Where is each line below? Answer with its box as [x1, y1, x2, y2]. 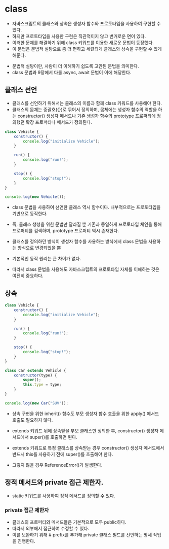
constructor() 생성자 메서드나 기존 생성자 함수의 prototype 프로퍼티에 [17, 113, 156, 119]
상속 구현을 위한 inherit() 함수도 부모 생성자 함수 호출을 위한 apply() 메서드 [12, 410, 159, 417]
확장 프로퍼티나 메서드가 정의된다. [25, 119, 92, 125]
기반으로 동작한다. [12, 211, 48, 217]
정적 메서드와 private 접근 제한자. [5, 478, 104, 487]
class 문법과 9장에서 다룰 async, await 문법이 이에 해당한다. [12, 69, 132, 75]
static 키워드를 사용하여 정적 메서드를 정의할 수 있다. [12, 493, 115, 499]
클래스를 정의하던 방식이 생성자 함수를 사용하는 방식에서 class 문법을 [12, 238, 147, 245]
